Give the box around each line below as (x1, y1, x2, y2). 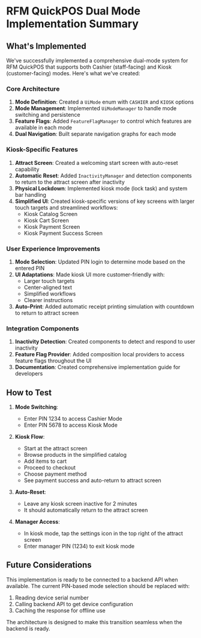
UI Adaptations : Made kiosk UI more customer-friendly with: (14, 271, 165, 278)
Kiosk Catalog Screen (23, 210, 78, 217)
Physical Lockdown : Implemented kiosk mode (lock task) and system (14, 185, 188, 192)
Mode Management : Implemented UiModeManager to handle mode (14, 105, 177, 112)
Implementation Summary (6, 17, 139, 31)
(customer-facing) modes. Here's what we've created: (6, 70, 140, 76)
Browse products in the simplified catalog (23, 451, 127, 458)
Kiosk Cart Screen (23, 217, 69, 224)
